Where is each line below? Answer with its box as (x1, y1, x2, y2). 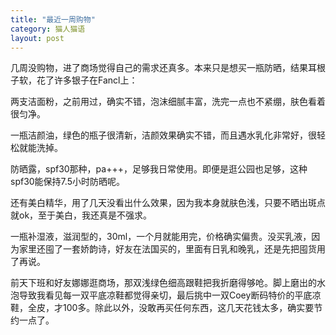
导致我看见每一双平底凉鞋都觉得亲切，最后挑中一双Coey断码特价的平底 (18, 289, 313, 301)
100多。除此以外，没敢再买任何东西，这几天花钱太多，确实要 (62, 302, 315, 314)
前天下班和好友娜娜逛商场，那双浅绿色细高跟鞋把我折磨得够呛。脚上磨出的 (10, 277, 317, 289)
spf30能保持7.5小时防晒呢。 (10, 176, 125, 188)
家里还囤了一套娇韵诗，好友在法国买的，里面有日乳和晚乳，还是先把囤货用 (18, 243, 326, 255)
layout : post (10, 33, 65, 43)
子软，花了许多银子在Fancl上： (10, 74, 138, 86)
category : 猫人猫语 (10, 24, 86, 34)
